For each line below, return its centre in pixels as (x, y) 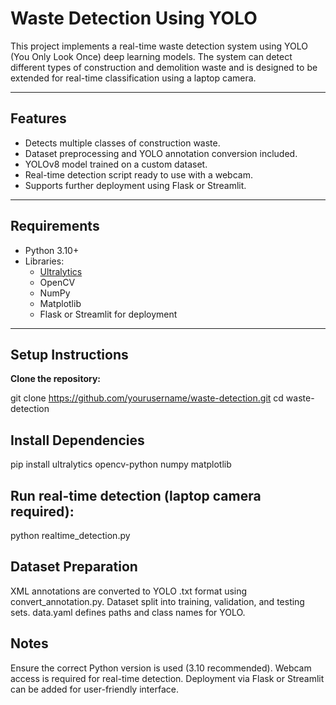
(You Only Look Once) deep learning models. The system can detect (151, 56)
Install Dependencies (77, 440)
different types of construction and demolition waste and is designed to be (164, 67)
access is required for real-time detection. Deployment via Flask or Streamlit (167, 678)
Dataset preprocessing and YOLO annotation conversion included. (161, 153)
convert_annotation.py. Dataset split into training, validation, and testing (157, 601)
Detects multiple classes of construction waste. (122, 143)
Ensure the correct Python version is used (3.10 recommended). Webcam (161, 668)
